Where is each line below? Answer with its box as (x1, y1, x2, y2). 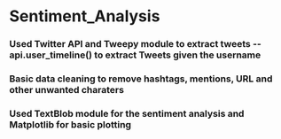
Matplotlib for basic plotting (9, 118, 131, 130)
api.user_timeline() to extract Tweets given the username (9, 49, 261, 61)
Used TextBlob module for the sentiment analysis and (9, 107, 245, 120)
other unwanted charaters (9, 84, 124, 97)
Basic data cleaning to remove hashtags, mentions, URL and (9, 73, 273, 85)
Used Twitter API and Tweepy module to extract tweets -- (9, 38, 261, 50)
